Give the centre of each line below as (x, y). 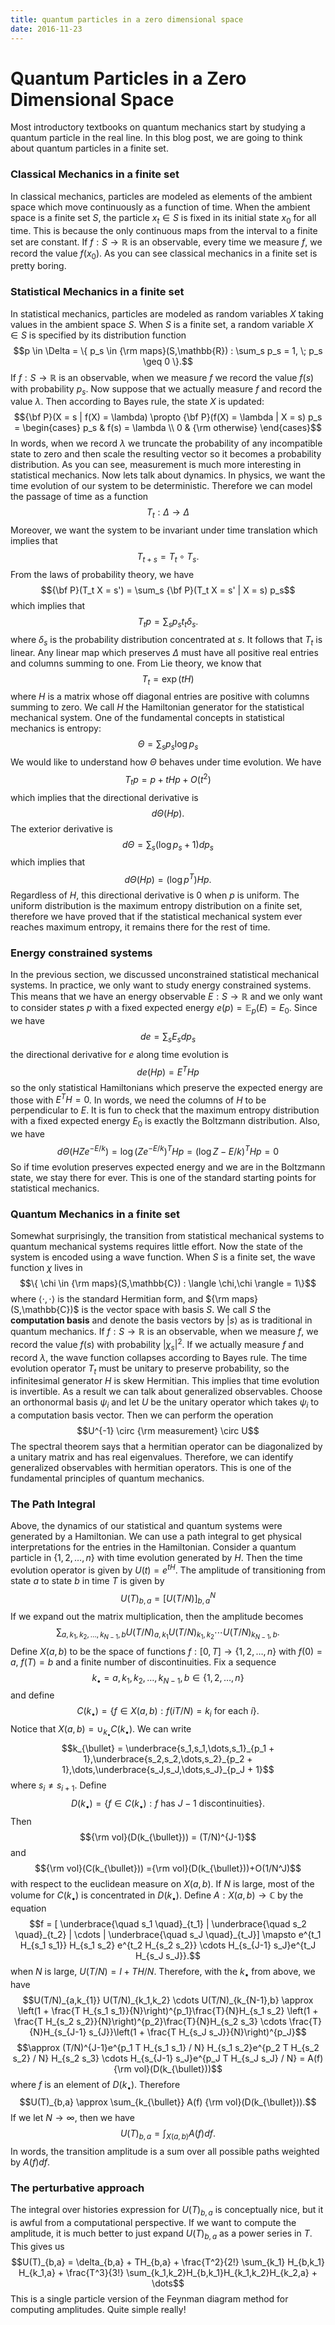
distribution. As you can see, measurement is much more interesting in (156, 465)
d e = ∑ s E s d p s (168, 1038)
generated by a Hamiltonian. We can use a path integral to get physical (156, 1537)
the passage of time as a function (79, 497)
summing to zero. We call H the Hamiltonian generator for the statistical (157, 707)
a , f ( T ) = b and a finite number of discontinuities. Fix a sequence (143, 1662)
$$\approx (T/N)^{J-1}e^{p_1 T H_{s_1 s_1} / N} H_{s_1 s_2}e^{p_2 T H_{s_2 (168, 2047)
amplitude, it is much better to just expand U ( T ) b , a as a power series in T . (161, 2234)
